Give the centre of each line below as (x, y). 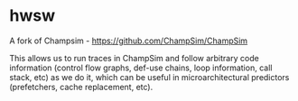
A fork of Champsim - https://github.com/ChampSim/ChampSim (129, 41)
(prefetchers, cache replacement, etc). (81, 87)
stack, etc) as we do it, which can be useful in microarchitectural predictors (149, 77)
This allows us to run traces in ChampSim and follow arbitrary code (134, 58)
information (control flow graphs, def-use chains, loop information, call (141, 68)
